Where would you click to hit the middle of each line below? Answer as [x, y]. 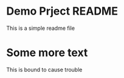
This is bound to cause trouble [44, 69]
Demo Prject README [62, 11]
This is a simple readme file [40, 28]
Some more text [47, 53]
